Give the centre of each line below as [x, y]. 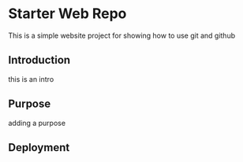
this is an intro [31, 79]
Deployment [39, 147]
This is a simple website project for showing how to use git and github [121, 35]
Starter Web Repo [67, 14]
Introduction [39, 60]
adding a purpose [37, 123]
